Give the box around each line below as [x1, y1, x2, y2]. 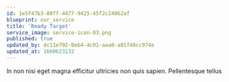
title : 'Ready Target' [6, 23, 72, 29]
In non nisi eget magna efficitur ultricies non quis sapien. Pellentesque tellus [6, 66, 222, 75]
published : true [6, 36, 53, 42]
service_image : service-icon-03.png [6, 29, 111, 36]
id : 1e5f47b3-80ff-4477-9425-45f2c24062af [6, 10, 130, 17]
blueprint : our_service [6, 16, 75, 23]
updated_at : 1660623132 [6, 49, 75, 55]
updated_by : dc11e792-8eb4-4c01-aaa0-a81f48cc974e [6, 42, 155, 49]
